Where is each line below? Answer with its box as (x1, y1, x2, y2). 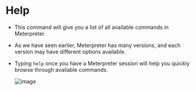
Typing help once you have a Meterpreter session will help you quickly (14, 60, 190, 67)
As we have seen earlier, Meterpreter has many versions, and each (14, 42, 181, 49)
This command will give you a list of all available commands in (14, 24, 169, 31)
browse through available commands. (14, 66, 108, 73)
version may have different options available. (14, 48, 126, 55)
